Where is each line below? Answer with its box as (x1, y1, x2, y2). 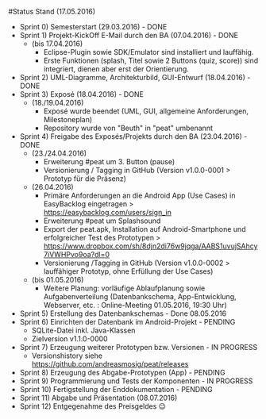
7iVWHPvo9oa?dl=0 (43, 250, 110, 259)
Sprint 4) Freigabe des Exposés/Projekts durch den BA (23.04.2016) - (19, 132, 248, 141)
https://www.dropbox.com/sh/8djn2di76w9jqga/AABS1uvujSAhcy (43, 241, 258, 251)
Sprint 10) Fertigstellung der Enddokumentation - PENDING (19, 385, 213, 394)
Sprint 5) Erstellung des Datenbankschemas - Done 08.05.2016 (19, 309, 227, 318)
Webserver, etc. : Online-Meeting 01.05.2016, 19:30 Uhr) (43, 301, 228, 309)
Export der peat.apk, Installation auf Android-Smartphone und (43, 225, 246, 233)
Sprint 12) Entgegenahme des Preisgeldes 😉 (19, 402, 167, 411)
